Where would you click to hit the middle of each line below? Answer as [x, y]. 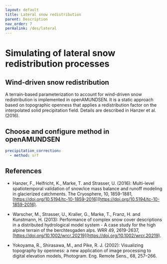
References [23, 171]
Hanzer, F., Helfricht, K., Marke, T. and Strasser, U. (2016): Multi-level [83, 183]
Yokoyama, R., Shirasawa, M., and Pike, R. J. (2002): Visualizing [78, 245]
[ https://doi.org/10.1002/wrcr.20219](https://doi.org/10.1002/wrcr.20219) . [87, 235]
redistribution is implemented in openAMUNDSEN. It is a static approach [79, 100]
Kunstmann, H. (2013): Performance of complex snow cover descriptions [87, 219]
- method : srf [24, 155]
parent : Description [27, 19]
